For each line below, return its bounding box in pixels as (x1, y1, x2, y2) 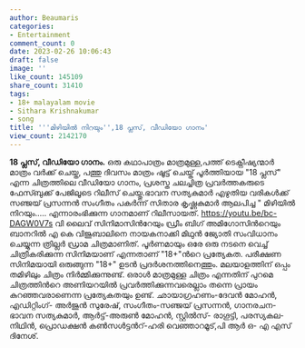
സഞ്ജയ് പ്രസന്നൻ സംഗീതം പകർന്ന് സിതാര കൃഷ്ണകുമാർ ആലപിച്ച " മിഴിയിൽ (9, 197, 296, 208)
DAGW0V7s (9, 217, 54, 228)
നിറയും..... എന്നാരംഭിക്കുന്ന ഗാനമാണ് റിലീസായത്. (9, 207, 200, 218)
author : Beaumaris (9, 13, 79, 23)
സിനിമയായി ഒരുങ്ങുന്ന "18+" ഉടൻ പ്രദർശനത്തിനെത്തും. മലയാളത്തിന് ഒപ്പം (9, 258, 290, 269)
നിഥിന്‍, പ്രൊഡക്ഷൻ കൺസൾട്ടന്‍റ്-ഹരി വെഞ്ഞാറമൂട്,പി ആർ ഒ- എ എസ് (9, 320, 292, 331)
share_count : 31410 (9, 81, 84, 90)
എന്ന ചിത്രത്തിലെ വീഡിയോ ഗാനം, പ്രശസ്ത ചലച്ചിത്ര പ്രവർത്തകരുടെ (9, 176, 265, 187)
